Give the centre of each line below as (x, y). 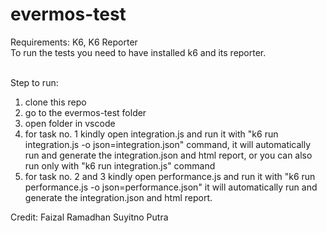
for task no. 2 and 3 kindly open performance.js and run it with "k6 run (170, 176)
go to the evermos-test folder (85, 112)
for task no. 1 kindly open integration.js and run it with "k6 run (151, 134)
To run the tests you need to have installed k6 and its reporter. (138, 52)
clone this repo (55, 102)
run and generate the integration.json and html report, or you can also (168, 155)
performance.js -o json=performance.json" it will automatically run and (171, 187)
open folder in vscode (70, 123)
